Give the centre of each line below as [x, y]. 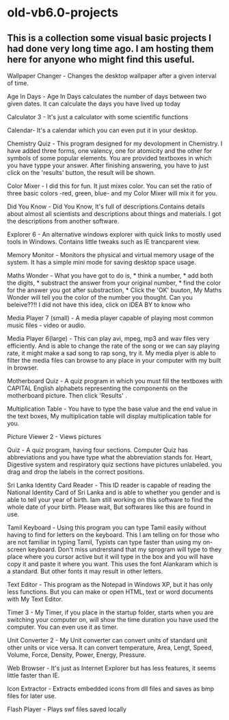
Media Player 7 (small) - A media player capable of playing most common [110, 318]
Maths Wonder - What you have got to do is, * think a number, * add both [110, 275]
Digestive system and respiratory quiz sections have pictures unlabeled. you [114, 465]
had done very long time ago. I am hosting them [110, 48]
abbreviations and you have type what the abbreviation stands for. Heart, [110, 457]
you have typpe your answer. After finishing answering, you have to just [108, 165]
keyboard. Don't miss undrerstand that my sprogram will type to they [125, 549]
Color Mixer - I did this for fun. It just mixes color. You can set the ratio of [109, 186]
